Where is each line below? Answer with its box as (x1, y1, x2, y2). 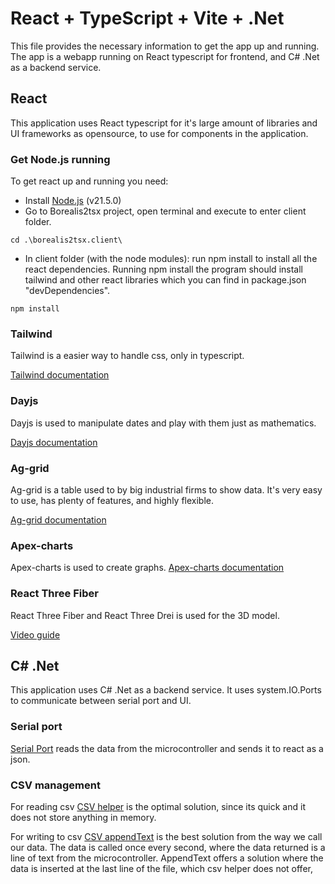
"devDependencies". (24, 285, 111, 297)
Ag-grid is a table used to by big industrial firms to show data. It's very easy (10, 483, 323, 496)
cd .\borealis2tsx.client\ (10, 235, 123, 246)
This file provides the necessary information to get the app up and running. (10, 40, 320, 52)
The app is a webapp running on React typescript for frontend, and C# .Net (10, 50, 320, 62)
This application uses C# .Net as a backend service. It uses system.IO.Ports (10, 684, 322, 696)
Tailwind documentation (10, 369, 110, 381)
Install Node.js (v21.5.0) (24, 195, 122, 207)
